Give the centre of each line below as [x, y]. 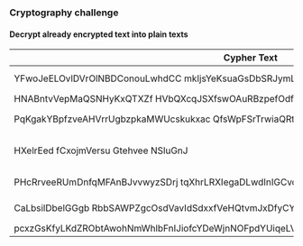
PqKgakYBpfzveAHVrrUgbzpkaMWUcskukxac [112, 119]
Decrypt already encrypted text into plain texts [99, 34]
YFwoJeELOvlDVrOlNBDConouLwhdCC [98, 78]
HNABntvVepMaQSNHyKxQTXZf [83, 99]
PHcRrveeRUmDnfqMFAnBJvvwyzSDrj [96, 182]
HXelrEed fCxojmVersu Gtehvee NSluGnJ [101, 150]
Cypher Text [250, 58]
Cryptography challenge [64, 13]
